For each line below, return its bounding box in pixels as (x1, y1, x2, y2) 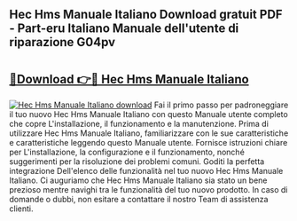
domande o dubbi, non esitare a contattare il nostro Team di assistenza (9, 194, 269, 204)
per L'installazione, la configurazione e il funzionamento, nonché (9, 146, 246, 157)
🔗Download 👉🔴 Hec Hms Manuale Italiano (9, 71, 250, 87)
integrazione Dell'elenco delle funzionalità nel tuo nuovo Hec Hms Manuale (9, 166, 284, 176)
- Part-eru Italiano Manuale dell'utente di (9, 21, 239, 36)
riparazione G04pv (9, 35, 116, 50)
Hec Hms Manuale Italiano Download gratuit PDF (9, 7, 283, 22)
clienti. (9, 203, 34, 214)
